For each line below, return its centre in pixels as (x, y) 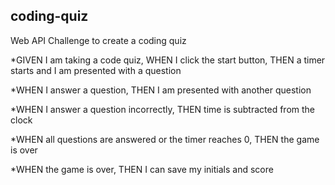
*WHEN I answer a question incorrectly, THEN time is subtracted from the (162, 109)
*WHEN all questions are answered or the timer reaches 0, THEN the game (165, 139)
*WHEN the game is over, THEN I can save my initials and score (142, 169)
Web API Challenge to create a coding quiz (98, 40)
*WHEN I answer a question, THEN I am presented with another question (161, 90)
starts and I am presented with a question (96, 70)
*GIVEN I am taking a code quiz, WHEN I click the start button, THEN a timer (168, 60)
